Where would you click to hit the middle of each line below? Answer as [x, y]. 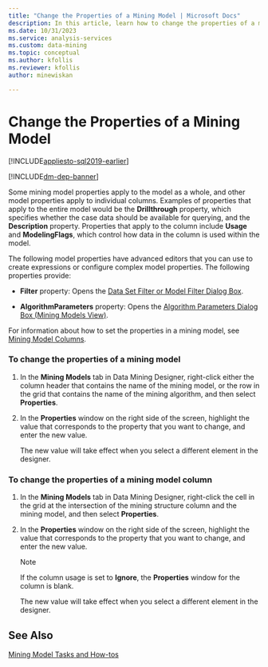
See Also [31, 635]
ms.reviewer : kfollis [44, 68]
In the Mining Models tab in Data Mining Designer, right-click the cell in [137, 497]
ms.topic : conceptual [44, 53]
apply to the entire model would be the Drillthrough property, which [120, 209]
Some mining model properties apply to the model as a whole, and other [127, 192]
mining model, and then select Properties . [89, 514]
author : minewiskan [41, 75]
